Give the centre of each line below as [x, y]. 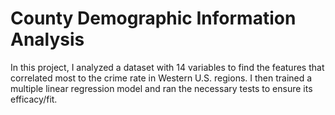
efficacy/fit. [34, 99]
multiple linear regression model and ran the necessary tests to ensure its [161, 88]
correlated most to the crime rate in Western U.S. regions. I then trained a [161, 78]
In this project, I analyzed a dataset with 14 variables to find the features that [167, 67]
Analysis [47, 39]
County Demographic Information [153, 18]
